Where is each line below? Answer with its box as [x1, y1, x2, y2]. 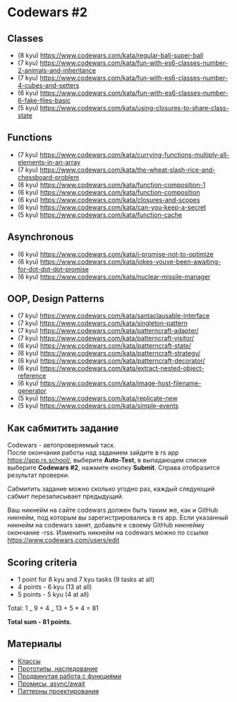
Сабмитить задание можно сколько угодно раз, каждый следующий [7, 485, 215, 493]
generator [17, 387, 47, 395]
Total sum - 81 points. [7, 618, 72, 626]
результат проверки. [7, 471, 70, 479]
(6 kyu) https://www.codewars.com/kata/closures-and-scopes [17, 195, 200, 204]
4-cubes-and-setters [17, 81, 80, 89]
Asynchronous [7, 231, 74, 243]
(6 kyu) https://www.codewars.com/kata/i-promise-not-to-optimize [17, 250, 214, 258]
